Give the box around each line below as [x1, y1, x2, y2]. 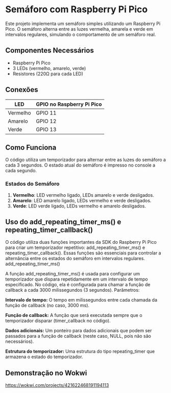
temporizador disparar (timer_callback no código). [5, 318, 111, 324]
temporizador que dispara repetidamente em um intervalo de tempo [5, 276, 148, 282]
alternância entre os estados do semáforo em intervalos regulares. [5, 256, 145, 262]
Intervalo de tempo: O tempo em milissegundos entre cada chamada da [5, 297, 157, 303]
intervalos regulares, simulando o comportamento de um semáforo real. [5, 31, 156, 37]
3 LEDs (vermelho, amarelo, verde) [12, 65, 86, 71]
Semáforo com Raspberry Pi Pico [5, 4, 148, 15]
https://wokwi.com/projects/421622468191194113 [5, 382, 109, 388]
